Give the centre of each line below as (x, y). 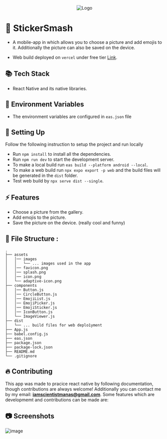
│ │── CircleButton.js (31, 294)
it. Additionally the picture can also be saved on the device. (74, 47)
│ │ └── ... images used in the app (48, 264)
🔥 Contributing (29, 372)
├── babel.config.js (27, 334)
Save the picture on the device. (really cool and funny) (69, 223)
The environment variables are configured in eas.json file (72, 116)
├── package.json (23, 343)
